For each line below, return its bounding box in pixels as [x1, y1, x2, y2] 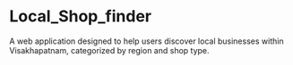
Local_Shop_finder [9, 6, 152, 27]
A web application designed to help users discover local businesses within [9, 36, 284, 46]
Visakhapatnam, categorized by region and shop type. [9, 45, 210, 55]
